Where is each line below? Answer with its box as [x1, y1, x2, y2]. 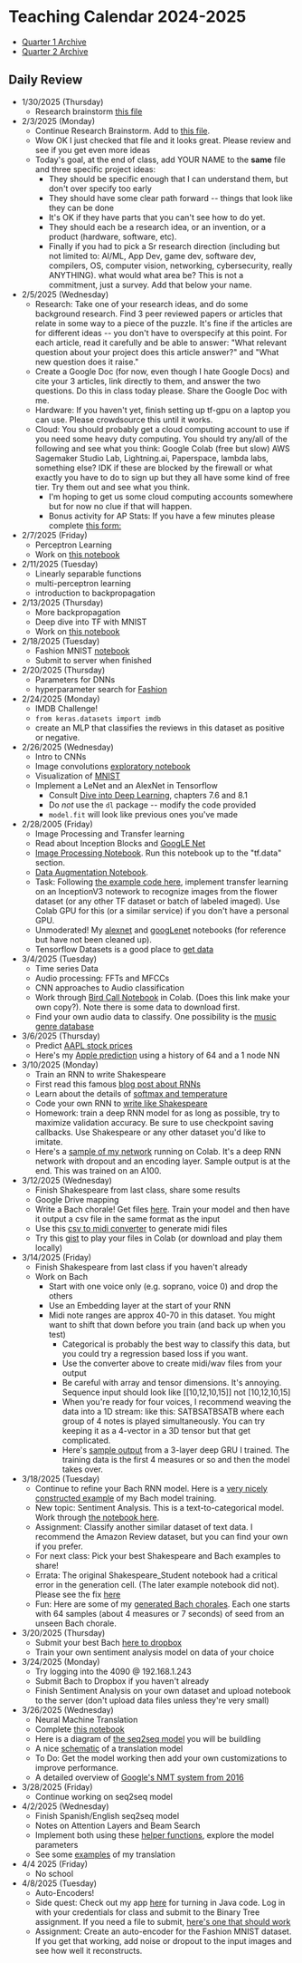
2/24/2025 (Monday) [21, 693, 100, 704]
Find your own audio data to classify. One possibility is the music [34, 1011, 277, 1021]
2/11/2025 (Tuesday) [21, 558, 99, 569]
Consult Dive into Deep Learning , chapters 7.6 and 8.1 [48, 789, 248, 800]
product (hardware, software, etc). [48, 231, 177, 242]
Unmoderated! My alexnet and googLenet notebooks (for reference [34, 924, 287, 935]
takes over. [61, 1464, 103, 1475]
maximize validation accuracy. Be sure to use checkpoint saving [34, 1117, 274, 1127]
